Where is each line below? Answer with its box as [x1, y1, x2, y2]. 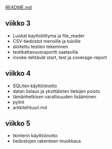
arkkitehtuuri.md [12, 104, 47, 110]
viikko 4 [5, 69, 31, 78]
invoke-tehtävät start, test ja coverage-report [12, 54, 107, 60]
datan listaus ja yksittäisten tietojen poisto [12, 88, 100, 94]
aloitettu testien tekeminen [12, 43, 68, 49]
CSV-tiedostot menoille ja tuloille [12, 38, 81, 44]
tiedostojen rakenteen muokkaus [12, 138, 81, 144]
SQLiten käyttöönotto [12, 83, 57, 89]
